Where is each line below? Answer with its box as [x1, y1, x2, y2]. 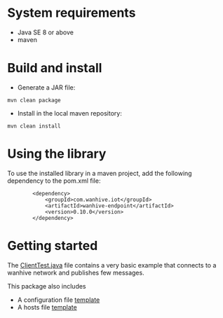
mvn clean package [7, 97, 61, 104]
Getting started [7, 238, 98, 254]
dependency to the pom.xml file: [7, 177, 101, 185]
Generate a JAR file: [17, 83, 76, 92]
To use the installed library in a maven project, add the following [7, 169, 192, 177]
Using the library [7, 146, 107, 162]
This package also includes [7, 282, 86, 290]
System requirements [7, 5, 136, 21]
